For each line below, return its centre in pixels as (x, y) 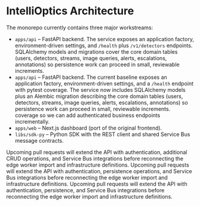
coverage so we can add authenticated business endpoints (87, 115)
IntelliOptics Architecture (70, 11)
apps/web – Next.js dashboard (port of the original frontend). (88, 128)
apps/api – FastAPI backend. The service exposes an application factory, (104, 39)
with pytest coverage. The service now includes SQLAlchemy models (100, 90)
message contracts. (39, 140)
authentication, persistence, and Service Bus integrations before (85, 190)
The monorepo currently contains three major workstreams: (80, 27)
